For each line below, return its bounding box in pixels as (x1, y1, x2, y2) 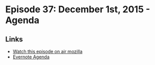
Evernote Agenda (12, 54, 50, 60)
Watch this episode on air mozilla (12, 49, 83, 54)
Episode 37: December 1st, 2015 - (5, 4, 150, 15)
